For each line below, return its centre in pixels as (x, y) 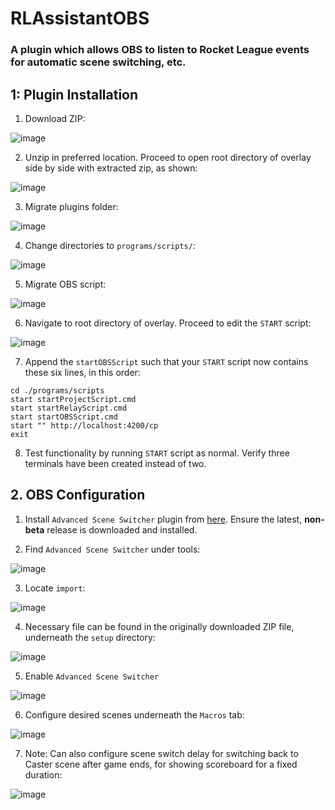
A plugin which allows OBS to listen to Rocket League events (160, 50)
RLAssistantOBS (80, 18)
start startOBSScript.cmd (64, 417)
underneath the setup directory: (90, 637)
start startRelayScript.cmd (69, 408)
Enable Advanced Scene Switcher (92, 676)
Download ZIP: (55, 118)
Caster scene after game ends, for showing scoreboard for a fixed (161, 764)
